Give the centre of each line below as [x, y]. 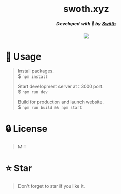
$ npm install [33, 76]
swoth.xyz [86, 9]
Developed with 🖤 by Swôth [86, 23]
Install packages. [36, 71]
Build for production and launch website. [61, 102]
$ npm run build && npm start [50, 107]
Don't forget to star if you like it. [51, 186]
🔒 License [26, 129]
